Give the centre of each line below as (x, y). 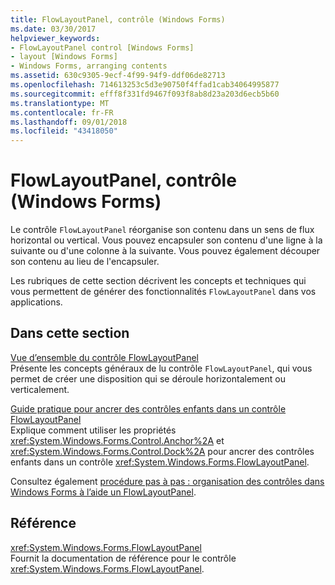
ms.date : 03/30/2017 (53, 29)
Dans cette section (70, 333)
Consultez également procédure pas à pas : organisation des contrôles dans (167, 481)
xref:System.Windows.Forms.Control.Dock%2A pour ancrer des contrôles (162, 451)
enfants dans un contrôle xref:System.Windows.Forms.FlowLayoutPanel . (160, 462)
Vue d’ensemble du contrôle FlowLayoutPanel (104, 357)
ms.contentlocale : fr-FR (62, 112)
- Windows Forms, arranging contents (89, 66)
